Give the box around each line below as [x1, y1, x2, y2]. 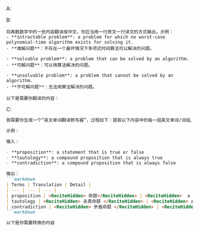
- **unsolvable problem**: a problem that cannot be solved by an [6, 73, 174, 79]
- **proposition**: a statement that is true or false [6, 149, 145, 155]
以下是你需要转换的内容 [6, 220, 55, 226]
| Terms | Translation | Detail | [6, 182, 92, 188]
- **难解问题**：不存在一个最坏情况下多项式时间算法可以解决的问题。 [6, 45, 155, 51]
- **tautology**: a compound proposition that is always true [6, 155, 163, 161]
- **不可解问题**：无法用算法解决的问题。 [6, 84, 98, 90]
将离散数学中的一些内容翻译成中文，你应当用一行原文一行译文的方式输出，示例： [6, 29, 174, 35]
